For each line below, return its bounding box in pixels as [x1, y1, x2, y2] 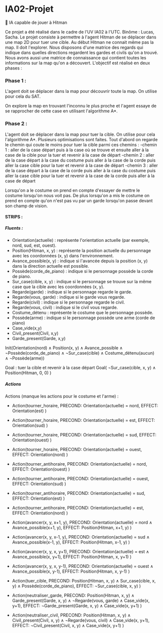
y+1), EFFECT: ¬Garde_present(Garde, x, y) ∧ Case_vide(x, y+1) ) [12, 603, 142, 609]
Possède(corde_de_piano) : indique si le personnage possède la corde [12, 269, 153, 274]
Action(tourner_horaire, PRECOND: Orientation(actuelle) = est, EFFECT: [12, 417, 155, 423]
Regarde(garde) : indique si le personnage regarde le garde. [12, 289, 132, 295]
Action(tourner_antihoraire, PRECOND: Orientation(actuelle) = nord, [12, 461, 147, 467]
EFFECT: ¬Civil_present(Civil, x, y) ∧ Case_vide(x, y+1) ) [12, 623, 124, 629]
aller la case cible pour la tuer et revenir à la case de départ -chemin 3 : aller [5, 162, 158, 168]
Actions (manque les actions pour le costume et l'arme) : [5, 393, 119, 399]
